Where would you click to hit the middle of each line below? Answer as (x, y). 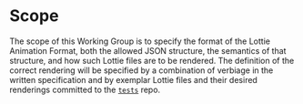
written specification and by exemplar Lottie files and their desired (133, 79)
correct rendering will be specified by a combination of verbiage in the (141, 70)
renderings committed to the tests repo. (85, 89)
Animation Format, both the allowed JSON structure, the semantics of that (148, 50)
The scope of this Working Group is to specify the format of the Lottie (140, 41)
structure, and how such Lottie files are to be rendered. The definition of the (152, 60)
